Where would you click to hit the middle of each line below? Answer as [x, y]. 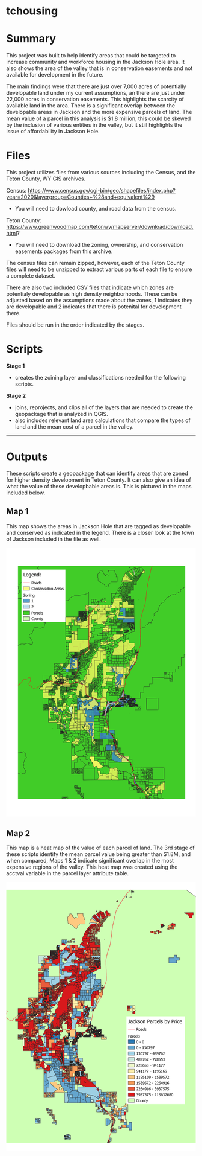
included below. [26, 493]
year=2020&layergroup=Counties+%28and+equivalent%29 [81, 197]
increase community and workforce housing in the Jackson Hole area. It [96, 62]
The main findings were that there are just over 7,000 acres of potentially [96, 86]
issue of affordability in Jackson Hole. [53, 132]
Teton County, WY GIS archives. [46, 179]
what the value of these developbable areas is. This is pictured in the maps [99, 486]
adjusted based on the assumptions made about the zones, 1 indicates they [99, 301]
